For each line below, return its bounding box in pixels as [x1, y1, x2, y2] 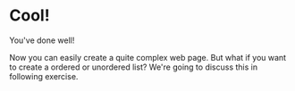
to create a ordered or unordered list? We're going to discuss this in [9, 62, 257, 72]
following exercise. [9, 70, 79, 81]
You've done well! [9, 35, 75, 45]
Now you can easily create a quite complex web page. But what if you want [9, 52, 287, 62]
